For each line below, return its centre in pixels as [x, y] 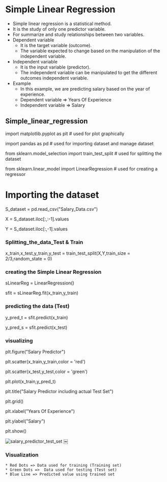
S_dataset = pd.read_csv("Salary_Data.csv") [52, 209]
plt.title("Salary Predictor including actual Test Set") [59, 391]
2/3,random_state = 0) [29, 258]
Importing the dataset [52, 195]
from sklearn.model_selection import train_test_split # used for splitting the [83, 153]
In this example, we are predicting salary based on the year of [85, 89]
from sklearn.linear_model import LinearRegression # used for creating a [81, 169]
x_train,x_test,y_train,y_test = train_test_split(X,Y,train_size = [68, 253]
